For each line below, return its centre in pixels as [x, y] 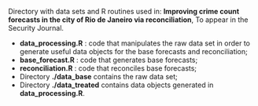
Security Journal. [36, 28]
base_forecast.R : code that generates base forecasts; [109, 60]
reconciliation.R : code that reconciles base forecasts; [108, 68]
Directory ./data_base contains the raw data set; [99, 77]
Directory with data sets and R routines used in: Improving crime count [124, 11]
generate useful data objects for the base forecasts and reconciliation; [133, 51]
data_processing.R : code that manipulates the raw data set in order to [135, 43]
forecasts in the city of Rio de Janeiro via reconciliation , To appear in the [128, 20]
